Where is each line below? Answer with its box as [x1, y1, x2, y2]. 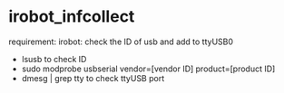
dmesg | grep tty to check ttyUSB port [21, 72, 165, 83]
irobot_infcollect [8, 6, 135, 27]
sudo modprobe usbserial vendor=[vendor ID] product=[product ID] [21, 63, 276, 74]
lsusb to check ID [21, 53, 87, 64]
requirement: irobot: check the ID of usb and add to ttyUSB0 [8, 36, 233, 47]
